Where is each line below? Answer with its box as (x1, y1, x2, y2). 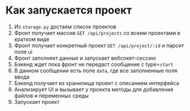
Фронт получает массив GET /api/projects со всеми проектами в (14, 29, 181, 36)
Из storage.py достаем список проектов (14, 23, 117, 30)
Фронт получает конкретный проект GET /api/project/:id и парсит (14, 42, 184, 49)
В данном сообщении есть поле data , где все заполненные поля (14, 67, 178, 74)
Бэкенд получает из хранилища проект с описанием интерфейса (14, 79, 179, 86)
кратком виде (14, 35, 50, 43)
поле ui (14, 48, 33, 55)
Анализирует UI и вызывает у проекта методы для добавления (14, 86, 173, 93)
